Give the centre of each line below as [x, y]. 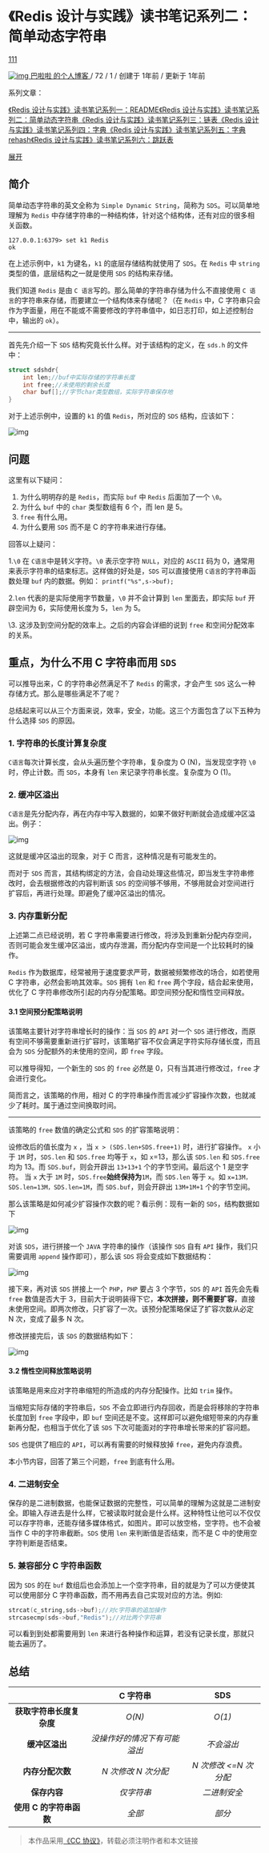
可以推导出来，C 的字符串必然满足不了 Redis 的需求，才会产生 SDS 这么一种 [132, 683]
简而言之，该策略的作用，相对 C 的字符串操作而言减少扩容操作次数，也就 [129, 1095]
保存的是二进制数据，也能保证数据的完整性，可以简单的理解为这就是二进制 [131, 1503]
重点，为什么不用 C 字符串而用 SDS [92, 662]
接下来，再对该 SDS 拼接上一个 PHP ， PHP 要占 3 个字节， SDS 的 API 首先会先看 [134, 1289]
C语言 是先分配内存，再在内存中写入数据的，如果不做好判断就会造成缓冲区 [128, 814]
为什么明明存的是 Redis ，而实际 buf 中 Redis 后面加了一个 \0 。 [123, 496]
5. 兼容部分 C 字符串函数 [55, 1566]
